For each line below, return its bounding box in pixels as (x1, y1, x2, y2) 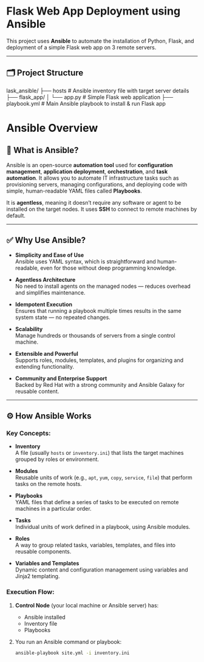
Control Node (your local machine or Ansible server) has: (15, 601, 159, 609)
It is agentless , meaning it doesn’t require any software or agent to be (6, 199, 182, 206)
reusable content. (15, 387, 59, 395)
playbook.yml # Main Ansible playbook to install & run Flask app (6, 100, 166, 107)
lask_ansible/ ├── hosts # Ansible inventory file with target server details (6, 87, 189, 94)
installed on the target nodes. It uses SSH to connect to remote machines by (6, 205, 197, 213)
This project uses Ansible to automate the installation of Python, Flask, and (6, 37, 194, 44)
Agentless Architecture (15, 276, 76, 283)
